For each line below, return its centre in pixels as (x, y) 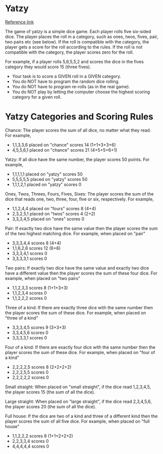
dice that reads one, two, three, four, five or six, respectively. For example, (80, 199)
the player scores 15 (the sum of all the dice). (50, 392)
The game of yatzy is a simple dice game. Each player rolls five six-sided (78, 31)
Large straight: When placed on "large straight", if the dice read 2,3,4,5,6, (78, 401)
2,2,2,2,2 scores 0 (30, 377)
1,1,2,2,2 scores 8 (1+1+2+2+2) (43, 436)
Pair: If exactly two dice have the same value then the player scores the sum (81, 228)
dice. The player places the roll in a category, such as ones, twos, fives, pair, (82, 37)
